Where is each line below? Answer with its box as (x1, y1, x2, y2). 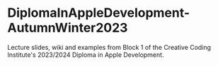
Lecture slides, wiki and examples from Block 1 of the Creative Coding (7, 43, 211, 51)
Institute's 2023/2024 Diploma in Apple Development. (7, 51, 164, 59)
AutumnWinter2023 (7, 20, 128, 36)
